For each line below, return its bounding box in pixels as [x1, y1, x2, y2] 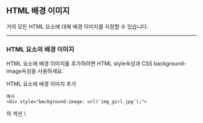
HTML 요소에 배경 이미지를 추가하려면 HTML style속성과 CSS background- [6, 60, 186, 68]
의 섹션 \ [6, 110, 26, 118]
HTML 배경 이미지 [6, 5, 70, 16]
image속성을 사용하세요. [6, 68, 64, 75]
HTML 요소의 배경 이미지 [6, 45, 74, 53]
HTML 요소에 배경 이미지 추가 [6, 80, 77, 87]
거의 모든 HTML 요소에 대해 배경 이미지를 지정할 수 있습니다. [6, 23, 149, 30]
